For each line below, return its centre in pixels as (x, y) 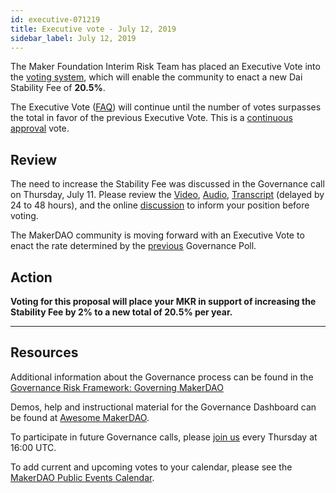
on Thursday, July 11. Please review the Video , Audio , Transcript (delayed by (167, 195)
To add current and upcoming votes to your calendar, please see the (151, 467)
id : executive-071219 (55, 19)
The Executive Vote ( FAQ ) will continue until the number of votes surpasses (166, 107)
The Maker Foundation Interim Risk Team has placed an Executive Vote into (165, 67)
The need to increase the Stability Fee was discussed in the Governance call (167, 184)
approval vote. (40, 128)
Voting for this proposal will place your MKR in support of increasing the (163, 301)
